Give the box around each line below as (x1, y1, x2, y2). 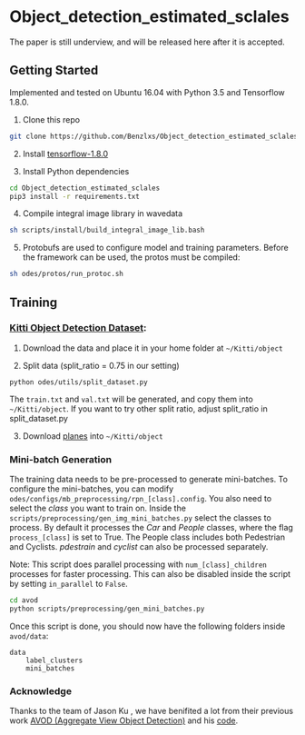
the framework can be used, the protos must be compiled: (22, 252, 241, 263)
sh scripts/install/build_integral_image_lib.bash (9, 225, 205, 235)
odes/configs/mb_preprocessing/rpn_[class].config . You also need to (9, 493, 272, 504)
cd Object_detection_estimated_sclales (9, 184, 161, 193)
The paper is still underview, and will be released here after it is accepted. (9, 36, 286, 47)
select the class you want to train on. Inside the (9, 502, 186, 514)
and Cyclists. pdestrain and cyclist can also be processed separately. (9, 541, 269, 552)
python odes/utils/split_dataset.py (9, 377, 148, 387)
